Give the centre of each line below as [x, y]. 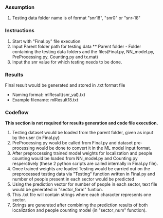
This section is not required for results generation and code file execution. [81, 123]
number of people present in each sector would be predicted [73, 179]
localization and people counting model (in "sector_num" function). [79, 210]
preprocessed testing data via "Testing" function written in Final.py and [83, 174]
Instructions [20, 31]
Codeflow [17, 112]
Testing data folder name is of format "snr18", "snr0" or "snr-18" [76, 18]
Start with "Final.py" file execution [46, 41]
